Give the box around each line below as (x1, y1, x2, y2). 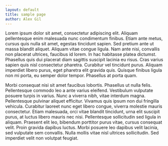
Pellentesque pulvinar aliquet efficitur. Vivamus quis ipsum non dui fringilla (5, 98, 159, 104)
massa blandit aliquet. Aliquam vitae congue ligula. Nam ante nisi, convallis (5, 46, 160, 52)
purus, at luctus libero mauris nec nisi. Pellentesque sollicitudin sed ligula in (5, 114, 161, 120)
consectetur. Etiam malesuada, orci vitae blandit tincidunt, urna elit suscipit (5, 109, 160, 115)
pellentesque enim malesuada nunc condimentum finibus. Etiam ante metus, (5, 35, 163, 41)
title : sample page (5, 12, 46, 17)
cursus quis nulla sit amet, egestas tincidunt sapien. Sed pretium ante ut (5, 41, 154, 47)
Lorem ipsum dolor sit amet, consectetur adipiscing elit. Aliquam (5, 30, 138, 36)
